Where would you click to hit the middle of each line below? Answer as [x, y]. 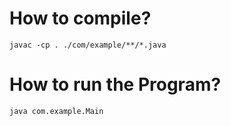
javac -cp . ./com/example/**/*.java [88, 45]
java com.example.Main [56, 111]
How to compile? [80, 18]
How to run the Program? [115, 84]
